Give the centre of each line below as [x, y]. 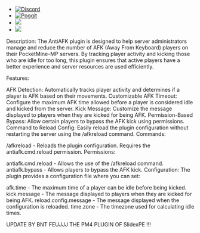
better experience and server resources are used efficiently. [80, 66]
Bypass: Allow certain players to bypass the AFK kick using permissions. [96, 121]
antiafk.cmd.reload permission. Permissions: [61, 152]
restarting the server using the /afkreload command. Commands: [86, 134]
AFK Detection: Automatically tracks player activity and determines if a [93, 90]
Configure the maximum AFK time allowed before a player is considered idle [100, 102]
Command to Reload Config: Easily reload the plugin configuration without [97, 128]
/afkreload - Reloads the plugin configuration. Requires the [79, 145]
